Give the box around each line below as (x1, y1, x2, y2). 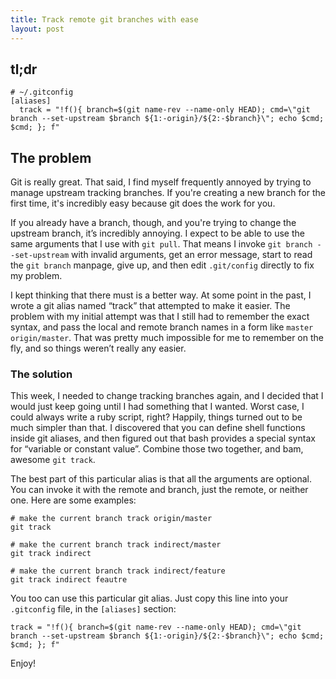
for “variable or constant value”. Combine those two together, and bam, (10, 443, 304, 455)
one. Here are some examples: (10, 494, 137, 506)
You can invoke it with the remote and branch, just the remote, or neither (10, 484, 309, 496)
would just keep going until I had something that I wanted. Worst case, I (10, 401, 305, 413)
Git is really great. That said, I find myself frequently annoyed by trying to (10, 176, 312, 188)
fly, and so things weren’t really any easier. (10, 342, 187, 355)
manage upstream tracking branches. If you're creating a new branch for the (10, 187, 326, 199)
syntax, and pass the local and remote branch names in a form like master (10, 321, 314, 333)
